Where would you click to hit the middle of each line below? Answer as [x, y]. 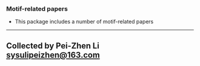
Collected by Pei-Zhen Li [53, 46]
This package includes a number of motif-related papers [84, 22]
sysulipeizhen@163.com [53, 55]
